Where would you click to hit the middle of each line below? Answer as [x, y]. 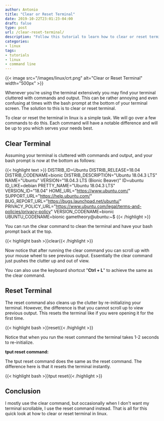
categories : [17, 42]
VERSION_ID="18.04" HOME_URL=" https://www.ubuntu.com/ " [68, 191]
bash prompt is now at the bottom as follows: [51, 160]
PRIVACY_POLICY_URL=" [31, 206]
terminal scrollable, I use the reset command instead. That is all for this [76, 408]
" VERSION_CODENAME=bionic [82, 211]
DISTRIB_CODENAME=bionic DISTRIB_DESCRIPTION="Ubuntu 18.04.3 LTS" [81, 175]
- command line [20, 64]
